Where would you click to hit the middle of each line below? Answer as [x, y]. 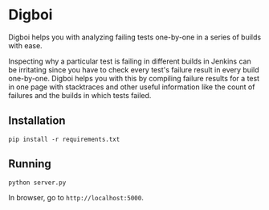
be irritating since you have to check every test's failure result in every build [134, 69]
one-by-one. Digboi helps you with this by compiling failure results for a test [134, 78]
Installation [37, 121]
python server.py [37, 183]
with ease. [25, 45]
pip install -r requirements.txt [64, 139]
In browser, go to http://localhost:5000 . [76, 197]
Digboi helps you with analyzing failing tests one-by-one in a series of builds [135, 37]
